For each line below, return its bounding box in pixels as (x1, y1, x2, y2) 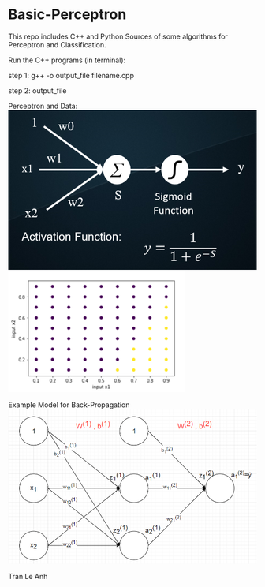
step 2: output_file (8, 85, 67, 95)
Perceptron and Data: (8, 101, 78, 110)
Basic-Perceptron (8, 6, 127, 24)
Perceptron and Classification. (8, 39, 106, 49)
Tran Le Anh (8, 572, 48, 581)
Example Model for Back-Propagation (8, 400, 130, 409)
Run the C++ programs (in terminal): (8, 55, 126, 65)
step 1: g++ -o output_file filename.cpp (8, 70, 134, 80)
